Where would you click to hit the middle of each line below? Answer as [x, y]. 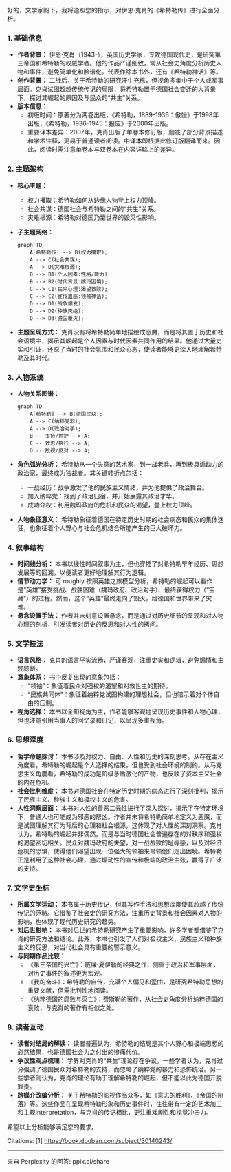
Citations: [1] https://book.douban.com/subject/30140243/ [90, 1141]
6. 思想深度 [25, 740]
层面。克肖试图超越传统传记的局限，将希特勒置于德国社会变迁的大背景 [117, 89]
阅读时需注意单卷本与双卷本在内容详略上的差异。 [109, 150]
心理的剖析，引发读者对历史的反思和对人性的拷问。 [89, 624]
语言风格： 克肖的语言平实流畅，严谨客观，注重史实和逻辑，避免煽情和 [117, 660]
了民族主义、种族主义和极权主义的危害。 [74, 799]
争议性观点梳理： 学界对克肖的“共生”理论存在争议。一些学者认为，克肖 [117, 1061]
